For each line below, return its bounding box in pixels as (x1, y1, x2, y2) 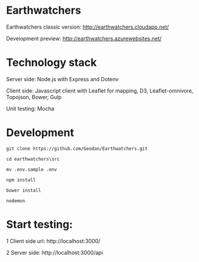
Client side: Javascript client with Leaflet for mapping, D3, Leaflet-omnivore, (6, 87, 194, 94)
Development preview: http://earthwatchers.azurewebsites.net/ (6, 35, 162, 42)
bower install (6, 187, 42, 193)
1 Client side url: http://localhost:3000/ (6, 237, 101, 245)
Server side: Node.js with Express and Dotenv (6, 75, 119, 82)
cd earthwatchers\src (6, 156, 60, 162)
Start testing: (6, 218, 73, 231)
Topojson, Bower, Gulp (6, 93, 62, 100)
